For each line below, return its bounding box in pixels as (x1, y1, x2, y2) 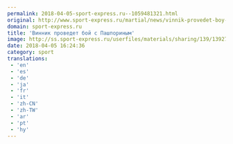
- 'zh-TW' (10, 107, 39, 114)
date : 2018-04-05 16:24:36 (7, 42, 85, 49)
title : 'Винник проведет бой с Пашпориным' (7, 29, 135, 37)
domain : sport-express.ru (7, 23, 82, 30)
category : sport (7, 49, 54, 56)
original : (7, 17, 36, 24)
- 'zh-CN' (10, 100, 39, 107)
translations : (7, 55, 49, 62)
